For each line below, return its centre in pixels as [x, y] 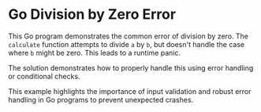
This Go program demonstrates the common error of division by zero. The [128, 36]
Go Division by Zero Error [92, 14]
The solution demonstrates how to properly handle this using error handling [131, 67]
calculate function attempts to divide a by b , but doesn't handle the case [127, 44]
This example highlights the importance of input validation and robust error [130, 91]
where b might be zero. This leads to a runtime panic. [95, 52]
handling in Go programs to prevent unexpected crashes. [101, 99]
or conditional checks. [44, 76]
